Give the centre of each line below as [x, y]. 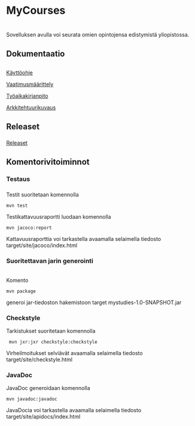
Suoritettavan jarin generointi [50, 261]
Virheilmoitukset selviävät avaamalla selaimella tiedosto [74, 353]
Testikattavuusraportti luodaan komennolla [59, 217]
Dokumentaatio [36, 54]
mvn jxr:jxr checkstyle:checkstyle [53, 342]
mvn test [17, 206]
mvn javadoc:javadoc [32, 399]
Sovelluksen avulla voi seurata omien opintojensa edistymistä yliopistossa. [98, 35]
